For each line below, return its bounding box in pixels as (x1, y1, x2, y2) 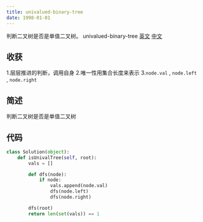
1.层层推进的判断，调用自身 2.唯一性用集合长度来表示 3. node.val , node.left (6, 69, 197, 76)
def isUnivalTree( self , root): (17, 154, 97, 161)
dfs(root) (28, 205, 53, 211)
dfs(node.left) (50, 188, 89, 194)
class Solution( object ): (6, 149, 70, 155)
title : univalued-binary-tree (6, 9, 84, 15)
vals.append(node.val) (50, 183, 108, 189)
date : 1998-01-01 (6, 15, 51, 21)
